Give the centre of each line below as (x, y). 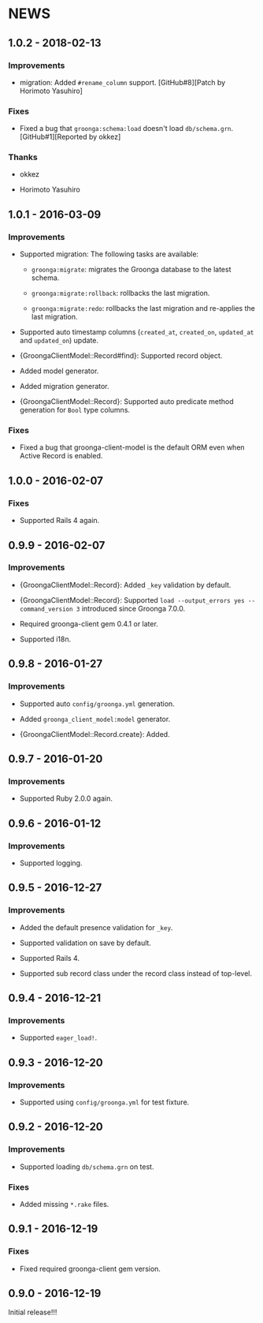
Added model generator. (59, 371)
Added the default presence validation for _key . (96, 927)
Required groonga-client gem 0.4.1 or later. (89, 623)
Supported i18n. (45, 639)
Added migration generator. (64, 387)
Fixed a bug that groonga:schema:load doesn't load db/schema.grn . (126, 129)
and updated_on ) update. (59, 341)
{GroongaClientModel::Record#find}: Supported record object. (121, 356)
